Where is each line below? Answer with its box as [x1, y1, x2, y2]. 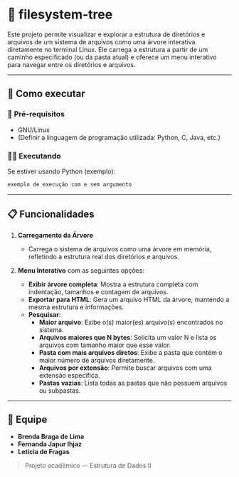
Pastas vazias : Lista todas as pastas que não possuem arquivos [38, 378, 228, 387]
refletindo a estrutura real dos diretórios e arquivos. [28, 252, 180, 261]
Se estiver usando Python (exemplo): [7, 167, 116, 176]
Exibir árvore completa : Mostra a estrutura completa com [28, 280, 198, 288]
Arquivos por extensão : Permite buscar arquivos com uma [38, 363, 212, 372]
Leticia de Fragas [17, 448, 70, 456]
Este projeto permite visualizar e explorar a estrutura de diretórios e [7, 30, 206, 39]
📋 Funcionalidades [7, 209, 95, 221]
